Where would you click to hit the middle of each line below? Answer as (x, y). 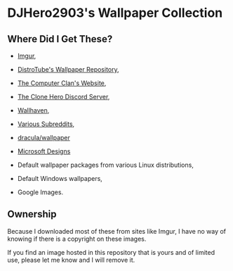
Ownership (32, 214)
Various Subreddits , (46, 124)
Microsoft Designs (44, 151)
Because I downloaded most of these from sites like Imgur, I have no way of (117, 231)
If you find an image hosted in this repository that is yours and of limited (111, 252)
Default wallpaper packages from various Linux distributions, (106, 165)
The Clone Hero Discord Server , (64, 97)
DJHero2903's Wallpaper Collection (115, 13)
